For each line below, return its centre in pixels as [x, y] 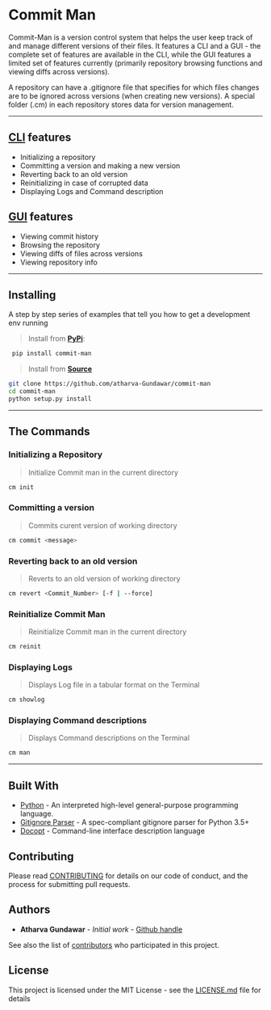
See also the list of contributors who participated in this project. [114, 944]
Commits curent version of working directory [102, 525]
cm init [21, 487]
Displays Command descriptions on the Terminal [109, 738]
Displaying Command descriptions [78, 721]
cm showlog [27, 700]
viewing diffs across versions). [59, 71]
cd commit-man [32, 391]
